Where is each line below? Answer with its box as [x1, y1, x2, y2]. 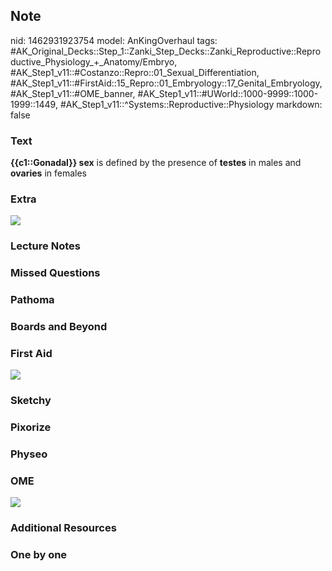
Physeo [10, 447, 48, 461]
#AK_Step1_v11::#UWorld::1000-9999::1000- [137, 87, 319, 99]
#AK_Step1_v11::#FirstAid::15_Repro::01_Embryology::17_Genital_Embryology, [10, 77, 323, 89]
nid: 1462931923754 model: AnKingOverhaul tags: [10, 34, 218, 46]
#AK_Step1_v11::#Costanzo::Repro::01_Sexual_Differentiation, [10, 66, 260, 78]
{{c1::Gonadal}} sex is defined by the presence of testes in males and [10, 157, 302, 169]
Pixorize [10, 420, 52, 434]
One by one [10, 548, 68, 562]
